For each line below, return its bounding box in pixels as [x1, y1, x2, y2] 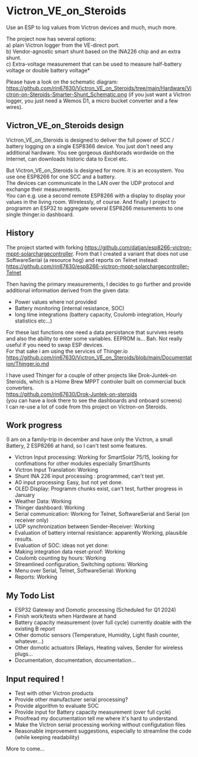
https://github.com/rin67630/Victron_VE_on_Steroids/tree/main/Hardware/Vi [6, 84, 192, 91]
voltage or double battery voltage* [6, 66, 90, 74]
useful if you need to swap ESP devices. [6, 341, 105, 348]
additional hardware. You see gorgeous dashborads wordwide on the [6, 149, 174, 156]
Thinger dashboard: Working [14, 504, 85, 511]
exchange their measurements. [6, 186, 82, 193]
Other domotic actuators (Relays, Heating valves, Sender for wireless [14, 644, 183, 651]
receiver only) [14, 517, 49, 524]
